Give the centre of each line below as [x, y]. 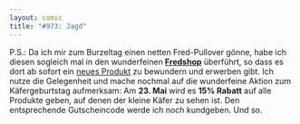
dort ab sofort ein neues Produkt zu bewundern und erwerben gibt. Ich [142, 71]
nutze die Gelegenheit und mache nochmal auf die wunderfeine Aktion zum [150, 81]
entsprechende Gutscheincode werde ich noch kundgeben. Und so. [136, 110]
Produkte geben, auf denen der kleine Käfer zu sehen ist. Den [125, 100]
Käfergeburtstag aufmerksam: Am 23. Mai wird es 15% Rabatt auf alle [140, 91]
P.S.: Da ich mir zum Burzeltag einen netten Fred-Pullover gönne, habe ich [148, 52]
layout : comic [36, 18]
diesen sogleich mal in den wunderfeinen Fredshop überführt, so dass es [146, 62]
